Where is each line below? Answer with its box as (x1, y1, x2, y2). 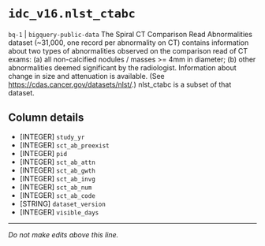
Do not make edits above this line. (8, 229, 119, 239)
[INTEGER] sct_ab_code (19, 190, 96, 199)
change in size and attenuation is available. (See (8, 71, 165, 80)
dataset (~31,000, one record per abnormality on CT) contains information (8, 38, 249, 47)
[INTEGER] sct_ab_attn (19, 157, 96, 166)
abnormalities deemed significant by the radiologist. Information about (8, 62, 237, 73)
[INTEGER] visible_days (19, 207, 99, 217)
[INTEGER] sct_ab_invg (19, 173, 96, 183)
